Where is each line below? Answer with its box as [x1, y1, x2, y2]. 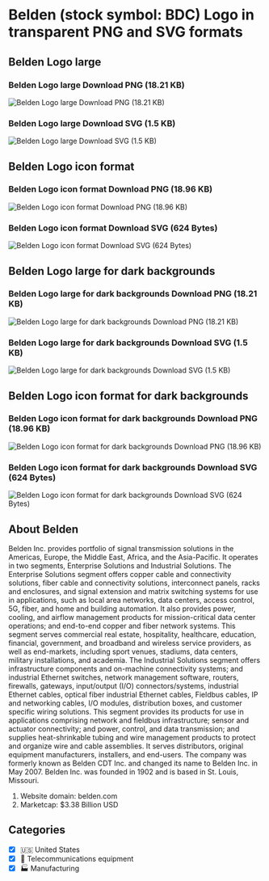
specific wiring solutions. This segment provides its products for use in [8, 706, 244, 716]
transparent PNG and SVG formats [8, 23, 244, 41]
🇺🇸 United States [19, 845, 81, 854]
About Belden [8, 522, 79, 536]
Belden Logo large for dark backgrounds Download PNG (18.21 [8, 289, 258, 300]
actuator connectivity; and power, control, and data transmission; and [8, 723, 240, 733]
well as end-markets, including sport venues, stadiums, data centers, [8, 647, 238, 656]
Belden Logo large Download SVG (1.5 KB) [8, 117, 176, 129]
